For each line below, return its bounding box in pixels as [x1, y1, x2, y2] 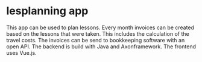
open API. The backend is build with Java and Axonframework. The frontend [6, 43, 196, 50]
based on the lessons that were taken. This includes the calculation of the [6, 30, 189, 37]
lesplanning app [6, 4, 89, 18]
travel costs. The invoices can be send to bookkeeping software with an [6, 36, 185, 44]
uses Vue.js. [6, 49, 37, 56]
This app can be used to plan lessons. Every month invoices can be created [6, 24, 195, 31]
